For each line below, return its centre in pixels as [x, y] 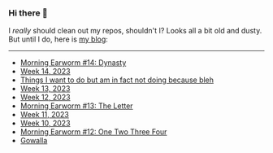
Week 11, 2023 [44, 115]
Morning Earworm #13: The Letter [76, 106]
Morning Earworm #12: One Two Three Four [93, 132]
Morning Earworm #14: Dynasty [73, 63]
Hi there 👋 [28, 13]
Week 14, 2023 [45, 72]
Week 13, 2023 [45, 89]
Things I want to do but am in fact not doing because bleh [117, 80]
